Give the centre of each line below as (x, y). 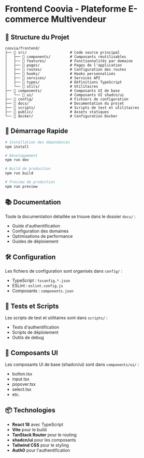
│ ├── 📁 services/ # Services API (53, 78)
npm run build (19, 173)
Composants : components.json (43, 291)
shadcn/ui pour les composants (44, 440)
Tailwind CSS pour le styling (40, 445)
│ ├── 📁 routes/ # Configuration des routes (66, 69)
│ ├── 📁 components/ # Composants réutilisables (66, 57)
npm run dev (17, 160)
